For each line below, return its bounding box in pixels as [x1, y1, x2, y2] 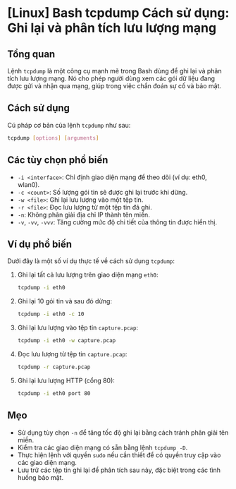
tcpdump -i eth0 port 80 [17, 390, 91, 397]
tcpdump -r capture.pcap [17, 363, 91, 370]
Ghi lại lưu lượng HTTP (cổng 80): [17, 376, 115, 385]
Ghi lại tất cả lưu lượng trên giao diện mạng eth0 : [17, 270, 159, 279]
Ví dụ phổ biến [7, 238, 73, 250]
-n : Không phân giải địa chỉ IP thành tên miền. [17, 210, 150, 219]
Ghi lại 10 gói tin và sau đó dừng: [17, 297, 113, 306]
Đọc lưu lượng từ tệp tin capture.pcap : [17, 349, 128, 358]
